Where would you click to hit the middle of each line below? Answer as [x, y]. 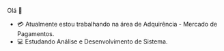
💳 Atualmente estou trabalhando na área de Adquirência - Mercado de [117, 24]
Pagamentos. [36, 34]
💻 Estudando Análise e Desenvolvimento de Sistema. [92, 41]
